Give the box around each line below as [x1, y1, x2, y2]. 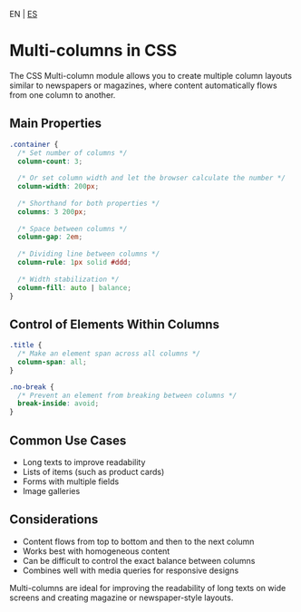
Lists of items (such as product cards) [22, 467, 165, 477]
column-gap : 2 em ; [17, 232, 83, 242]
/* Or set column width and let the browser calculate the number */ [17, 173, 286, 183]
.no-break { [9, 382, 54, 392]
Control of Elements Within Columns [9, 316, 220, 332]
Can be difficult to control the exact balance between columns [22, 555, 256, 566]
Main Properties [9, 116, 102, 131]
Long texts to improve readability [22, 457, 146, 467]
